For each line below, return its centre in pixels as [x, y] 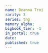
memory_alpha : [20, 24]
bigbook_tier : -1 [23, 29]
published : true [22, 43]
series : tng [17, 19]
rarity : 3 [15, 15]
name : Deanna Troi [24, 10]
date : [11, 38]
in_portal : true [22, 33]
